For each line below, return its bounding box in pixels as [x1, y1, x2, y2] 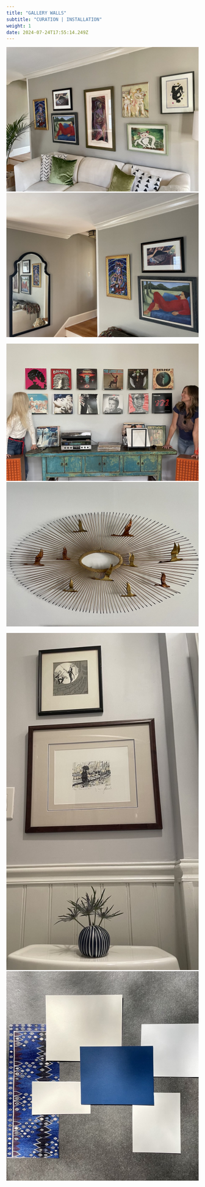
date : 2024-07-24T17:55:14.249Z [6, 29, 88, 35]
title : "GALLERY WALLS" [6, 10, 67, 16]
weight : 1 [6, 23, 32, 29]
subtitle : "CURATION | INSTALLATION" [6, 16, 103, 23]
